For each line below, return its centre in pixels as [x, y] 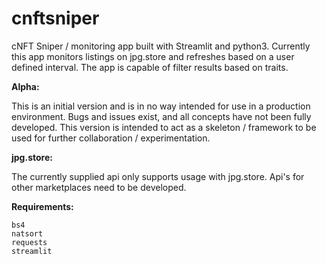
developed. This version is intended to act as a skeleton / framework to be [164, 127]
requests [29, 242]
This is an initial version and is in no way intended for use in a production [161, 106]
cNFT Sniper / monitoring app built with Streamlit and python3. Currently [161, 46]
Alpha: [25, 86]
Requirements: [42, 206]
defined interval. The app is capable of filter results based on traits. [150, 67]
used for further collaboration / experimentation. [111, 138]
